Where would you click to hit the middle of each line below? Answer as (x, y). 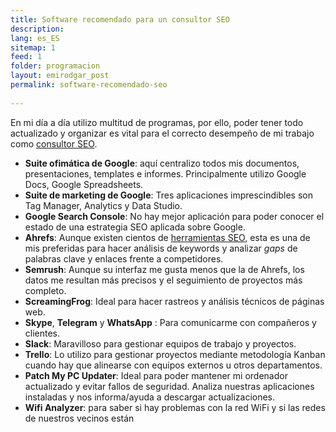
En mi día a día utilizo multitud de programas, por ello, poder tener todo (157, 122)
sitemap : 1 (33, 47)
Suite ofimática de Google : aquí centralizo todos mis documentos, (162, 163)
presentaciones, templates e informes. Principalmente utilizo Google (165, 173)
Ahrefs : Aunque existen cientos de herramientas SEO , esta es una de (167, 237)
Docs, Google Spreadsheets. (84, 184)
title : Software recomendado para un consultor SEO (120, 19)
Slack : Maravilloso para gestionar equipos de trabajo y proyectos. (160, 343)
